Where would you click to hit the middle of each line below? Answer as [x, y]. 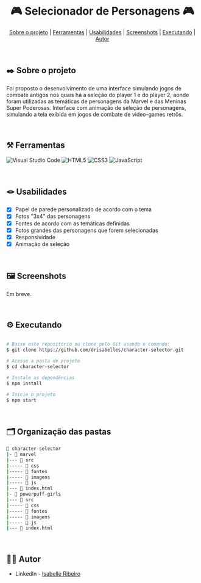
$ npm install [24, 383]
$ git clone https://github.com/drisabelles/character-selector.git [95, 350]
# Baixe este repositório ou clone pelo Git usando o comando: [88, 344]
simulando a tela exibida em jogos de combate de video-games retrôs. [95, 114]
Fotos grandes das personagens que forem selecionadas [86, 230]
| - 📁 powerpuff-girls [34, 494]
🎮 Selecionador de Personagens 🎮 [102, 11]
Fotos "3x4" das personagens [53, 216]
